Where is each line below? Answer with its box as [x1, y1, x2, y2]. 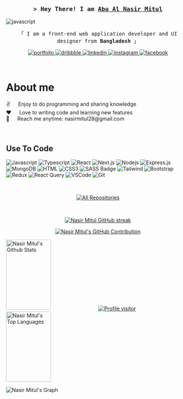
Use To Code [6, 143, 54, 154]
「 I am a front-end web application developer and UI [18, 30, 178, 37]
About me [6, 81, 55, 94]
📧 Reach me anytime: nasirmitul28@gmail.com [6, 115, 125, 122]
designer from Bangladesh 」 [57, 38, 139, 44]
